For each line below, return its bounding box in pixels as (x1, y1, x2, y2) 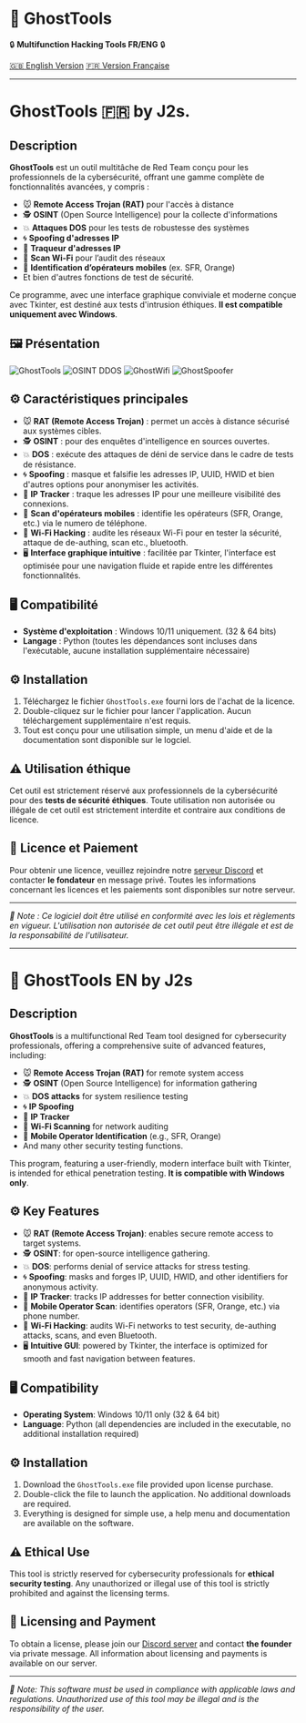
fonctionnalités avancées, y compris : (9, 181, 150, 192)
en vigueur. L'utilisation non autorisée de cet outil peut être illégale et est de (9, 920, 294, 931)
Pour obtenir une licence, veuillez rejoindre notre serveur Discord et (9, 864, 264, 875)
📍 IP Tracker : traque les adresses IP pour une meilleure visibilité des (22, 488, 281, 499)
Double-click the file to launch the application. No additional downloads (22, 1489, 291, 1500)
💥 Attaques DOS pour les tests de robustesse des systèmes (22, 222, 250, 233)
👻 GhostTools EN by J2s (9, 970, 193, 991)
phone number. (22, 1310, 80, 1321)
